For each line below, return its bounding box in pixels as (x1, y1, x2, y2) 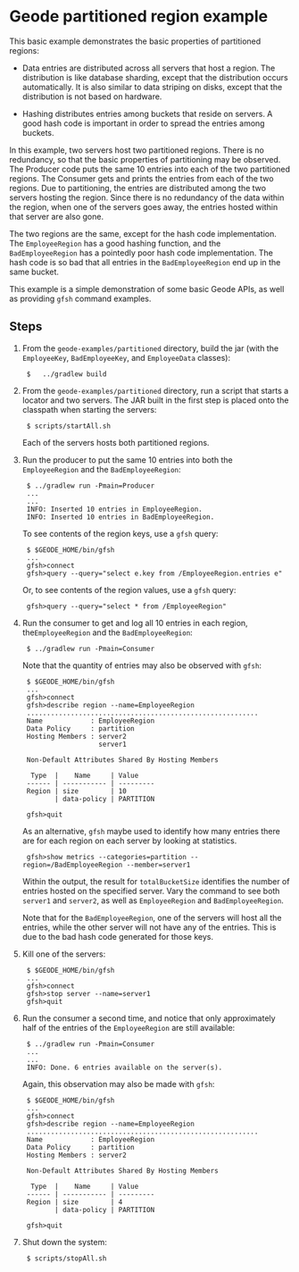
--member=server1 (126, 860, 191, 869)
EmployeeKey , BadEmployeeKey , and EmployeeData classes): (21, 352, 230, 363)
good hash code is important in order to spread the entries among (21, 118, 265, 129)
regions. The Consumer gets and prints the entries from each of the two (9, 172, 274, 184)
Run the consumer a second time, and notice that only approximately (21, 1012, 276, 1024)
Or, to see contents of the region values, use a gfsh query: (21, 584, 237, 595)
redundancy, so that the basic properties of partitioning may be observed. (9, 154, 281, 164)
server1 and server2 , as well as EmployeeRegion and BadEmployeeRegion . (21, 895, 284, 906)
